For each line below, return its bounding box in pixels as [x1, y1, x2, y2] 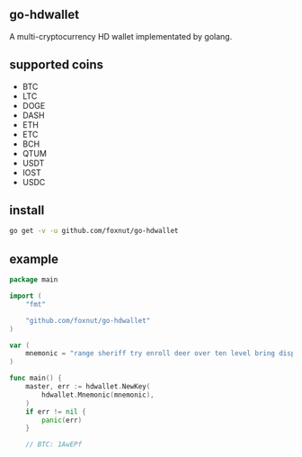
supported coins [9, 58, 104, 73]
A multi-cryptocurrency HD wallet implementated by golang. [9, 31, 233, 41]
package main [9, 275, 58, 284]
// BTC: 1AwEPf [25, 440, 83, 449]
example [9, 251, 59, 266]
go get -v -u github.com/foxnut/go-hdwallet [9, 227, 179, 236]
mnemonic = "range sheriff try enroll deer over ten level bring [25, 349, 276, 358]
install [9, 202, 45, 219]
